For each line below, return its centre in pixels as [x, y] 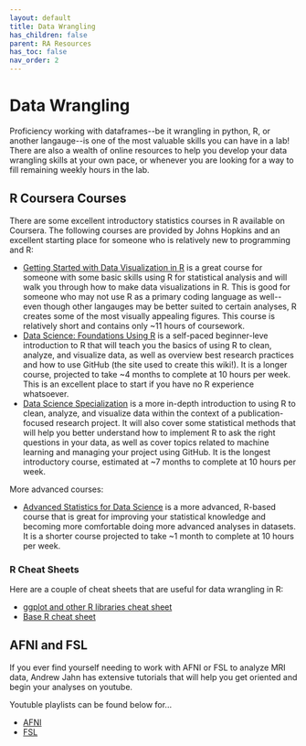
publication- [261, 413]
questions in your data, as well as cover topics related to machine [146, 442]
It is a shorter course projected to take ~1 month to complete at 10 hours [158, 536]
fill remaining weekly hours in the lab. [79, 169]
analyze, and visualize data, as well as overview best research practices [158, 355]
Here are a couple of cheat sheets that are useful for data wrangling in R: [147, 590]
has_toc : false [38, 52]
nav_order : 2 [34, 60]
